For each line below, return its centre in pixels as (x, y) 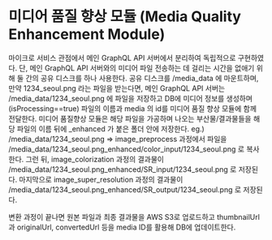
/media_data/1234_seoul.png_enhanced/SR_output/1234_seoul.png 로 (125, 189)
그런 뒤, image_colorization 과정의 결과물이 (95, 159)
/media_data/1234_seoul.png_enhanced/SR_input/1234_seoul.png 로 (123, 169)
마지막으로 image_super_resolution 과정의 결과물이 (101, 179)
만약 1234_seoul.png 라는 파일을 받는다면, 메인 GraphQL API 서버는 (117, 88)
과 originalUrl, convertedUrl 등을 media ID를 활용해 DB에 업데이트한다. (122, 227)
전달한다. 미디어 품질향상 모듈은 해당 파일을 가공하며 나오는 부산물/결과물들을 (130, 118)
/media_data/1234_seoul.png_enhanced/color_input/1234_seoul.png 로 (127, 149)
